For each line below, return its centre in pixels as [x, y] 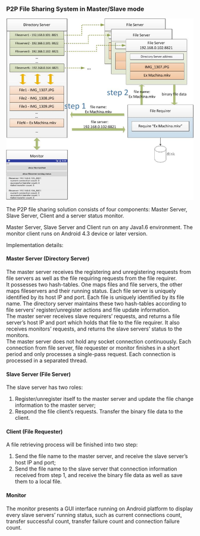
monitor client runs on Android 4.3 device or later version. [77, 233]
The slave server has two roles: [45, 387]
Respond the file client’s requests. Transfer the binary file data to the [99, 412]
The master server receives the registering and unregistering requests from [99, 272]
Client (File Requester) [35, 431]
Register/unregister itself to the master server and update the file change [104, 399]
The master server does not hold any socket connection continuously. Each [99, 342]
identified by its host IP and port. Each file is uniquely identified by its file [95, 297]
